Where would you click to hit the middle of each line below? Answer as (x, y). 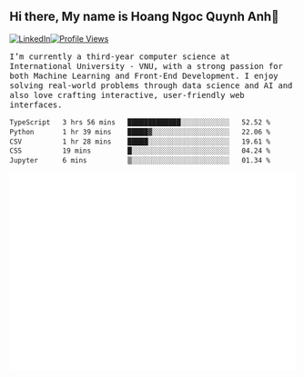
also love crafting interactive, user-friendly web (127, 95)
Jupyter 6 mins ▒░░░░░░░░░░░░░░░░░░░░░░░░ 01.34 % (140, 161)
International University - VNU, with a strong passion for (147, 66)
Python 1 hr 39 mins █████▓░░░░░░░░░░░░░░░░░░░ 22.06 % (140, 132)
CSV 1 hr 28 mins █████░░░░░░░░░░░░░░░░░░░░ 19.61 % (140, 142)
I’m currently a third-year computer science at (120, 56)
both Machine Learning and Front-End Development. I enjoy (144, 75)
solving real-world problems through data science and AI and (151, 85)
